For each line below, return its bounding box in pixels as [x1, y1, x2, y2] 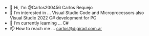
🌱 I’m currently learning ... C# [9, 20, 69, 26]
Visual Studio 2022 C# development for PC [9, 15, 97, 20]
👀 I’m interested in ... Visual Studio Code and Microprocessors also [9, 10, 144, 16]
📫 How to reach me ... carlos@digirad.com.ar [9, 26, 103, 31]
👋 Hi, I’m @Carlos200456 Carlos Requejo [9, 5, 93, 10]
